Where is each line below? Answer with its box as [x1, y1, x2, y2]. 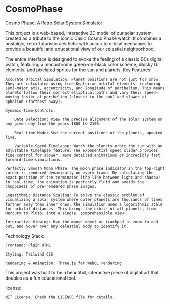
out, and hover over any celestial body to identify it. [5, 224, 129, 229]
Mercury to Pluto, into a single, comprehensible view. [5, 210, 126, 216]
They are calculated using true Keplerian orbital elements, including [5, 81, 160, 86]
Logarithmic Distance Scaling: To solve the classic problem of [5, 192, 145, 198]
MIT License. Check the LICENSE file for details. [5, 294, 115, 300]
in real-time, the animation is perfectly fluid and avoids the [5, 179, 145, 184]
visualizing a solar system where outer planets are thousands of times [5, 197, 163, 202]
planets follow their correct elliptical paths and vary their [5, 90, 143, 95]
